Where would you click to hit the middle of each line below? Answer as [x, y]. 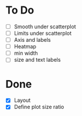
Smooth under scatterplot [45, 26]
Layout [22, 100]
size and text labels [37, 60]
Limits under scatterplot [43, 33]
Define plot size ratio [39, 107]
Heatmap [25, 47]
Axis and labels [32, 40]
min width [26, 53]
